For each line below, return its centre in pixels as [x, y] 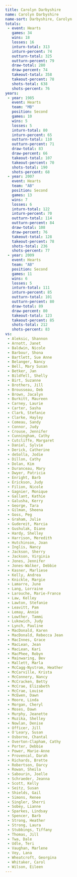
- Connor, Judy [23, 427]
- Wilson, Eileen [25, 867]
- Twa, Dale [20, 839]
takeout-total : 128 [32, 237]
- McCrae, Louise [25, 691]
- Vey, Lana [20, 853]
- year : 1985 [21, 98]
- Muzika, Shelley [26, 719]
